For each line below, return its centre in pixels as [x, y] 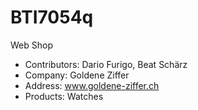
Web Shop [31, 45]
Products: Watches [64, 96]
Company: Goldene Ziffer [77, 75]
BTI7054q [52, 17]
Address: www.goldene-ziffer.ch [92, 85]
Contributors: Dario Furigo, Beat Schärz [106, 64]
